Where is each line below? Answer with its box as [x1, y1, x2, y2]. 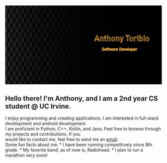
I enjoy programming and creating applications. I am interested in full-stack [5, 115, 159, 121]
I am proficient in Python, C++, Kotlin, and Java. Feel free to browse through [5, 126, 162, 132]
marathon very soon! [5, 153, 48, 159]
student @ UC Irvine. [5, 102, 71, 110]
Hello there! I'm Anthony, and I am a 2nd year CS [5, 94, 158, 103]
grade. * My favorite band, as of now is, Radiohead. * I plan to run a [5, 147, 143, 153]
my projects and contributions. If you [5, 131, 81, 137]
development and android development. [5, 121, 87, 127]
